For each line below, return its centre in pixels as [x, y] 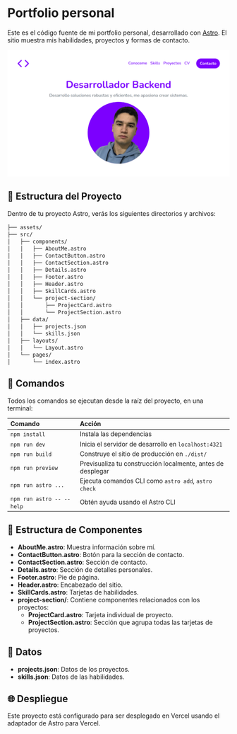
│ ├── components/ [38, 241]
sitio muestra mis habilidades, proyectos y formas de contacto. [99, 40]
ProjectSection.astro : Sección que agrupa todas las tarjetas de [120, 622]
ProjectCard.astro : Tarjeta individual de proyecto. [101, 614]
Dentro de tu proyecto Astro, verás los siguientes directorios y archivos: [112, 213]
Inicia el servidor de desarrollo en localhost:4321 [151, 444]
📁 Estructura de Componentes [75, 530]
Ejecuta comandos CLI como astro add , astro [146, 481]
